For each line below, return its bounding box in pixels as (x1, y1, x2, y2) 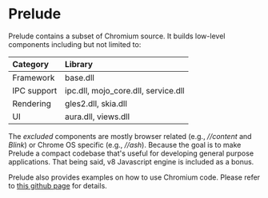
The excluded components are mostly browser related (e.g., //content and (8, 131, 252, 141)
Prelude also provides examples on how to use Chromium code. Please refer (8, 172, 261, 182)
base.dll (65, 72, 94, 83)
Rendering (12, 97, 52, 109)
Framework (12, 72, 55, 83)
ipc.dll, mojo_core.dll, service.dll (65, 85, 186, 96)
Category (12, 58, 50, 69)
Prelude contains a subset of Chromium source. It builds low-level (8, 31, 226, 41)
